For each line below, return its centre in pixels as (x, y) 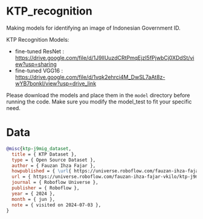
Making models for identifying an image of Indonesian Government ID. (94, 28)
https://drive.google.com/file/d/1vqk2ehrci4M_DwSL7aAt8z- (90, 77)
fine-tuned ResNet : (40, 51)
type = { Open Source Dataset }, (54, 160)
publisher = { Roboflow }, (46, 188)
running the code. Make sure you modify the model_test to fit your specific (99, 102)
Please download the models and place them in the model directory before (98, 95)
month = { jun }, (34, 199)
